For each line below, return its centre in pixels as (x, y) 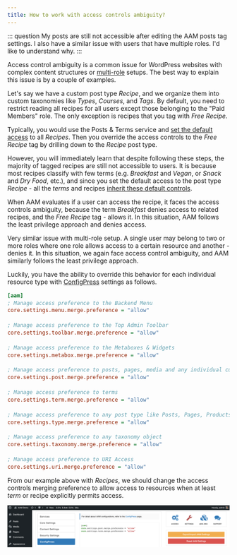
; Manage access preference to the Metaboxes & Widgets (91, 347)
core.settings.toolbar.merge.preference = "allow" (83, 333)
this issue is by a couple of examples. (62, 79)
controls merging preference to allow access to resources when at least (112, 488)
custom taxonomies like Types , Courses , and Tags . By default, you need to (116, 101)
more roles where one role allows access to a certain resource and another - (119, 245)
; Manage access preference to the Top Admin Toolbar (88, 326)
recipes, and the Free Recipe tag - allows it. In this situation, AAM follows (113, 217)
